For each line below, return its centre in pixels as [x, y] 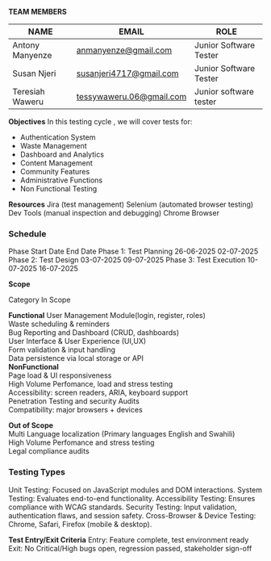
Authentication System [58, 137]
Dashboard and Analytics [62, 154]
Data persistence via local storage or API [76, 358]
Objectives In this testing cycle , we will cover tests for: [100, 121]
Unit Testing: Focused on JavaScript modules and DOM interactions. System [135, 490]
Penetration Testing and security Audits [74, 401]
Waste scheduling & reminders [59, 324]
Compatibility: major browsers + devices [75, 410]
